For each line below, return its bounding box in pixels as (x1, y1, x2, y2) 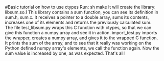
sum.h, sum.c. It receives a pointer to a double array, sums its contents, (5, 15, 149, 20)
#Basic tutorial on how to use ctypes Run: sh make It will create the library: (5, 4, 156, 10)
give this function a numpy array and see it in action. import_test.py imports (5, 30, 158, 35)
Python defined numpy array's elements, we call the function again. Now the (5, 46, 160, 51)
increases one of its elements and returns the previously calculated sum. (5, 19, 152, 25)
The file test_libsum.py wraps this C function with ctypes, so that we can (5, 25, 152, 30)
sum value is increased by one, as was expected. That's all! (5, 50, 125, 56)
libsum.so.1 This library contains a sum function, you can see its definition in (5, 9, 158, 15)
